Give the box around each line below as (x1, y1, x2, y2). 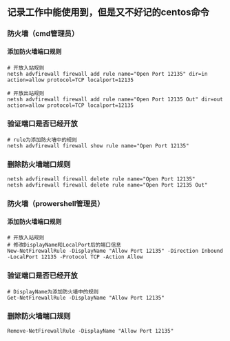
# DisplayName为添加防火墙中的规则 (7, 288, 98, 295)
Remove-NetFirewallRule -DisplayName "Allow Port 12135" (7, 327, 174, 334)
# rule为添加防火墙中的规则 (7, 136, 77, 143)
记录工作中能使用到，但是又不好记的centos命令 (7, 6, 210, 19)
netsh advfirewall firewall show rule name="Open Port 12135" (7, 142, 189, 149)
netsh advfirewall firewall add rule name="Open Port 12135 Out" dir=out (7, 96, 224, 103)
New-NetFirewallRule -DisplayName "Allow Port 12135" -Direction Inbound (7, 247, 224, 255)
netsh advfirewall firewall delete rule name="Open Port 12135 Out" (7, 182, 208, 189)
